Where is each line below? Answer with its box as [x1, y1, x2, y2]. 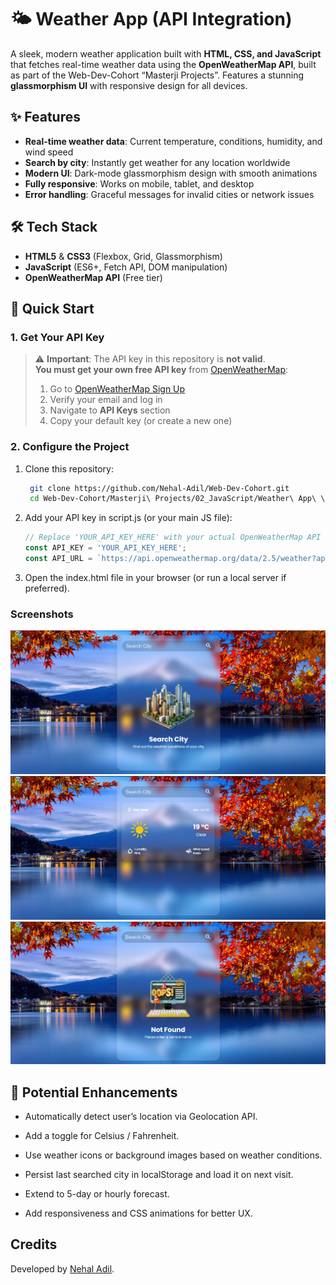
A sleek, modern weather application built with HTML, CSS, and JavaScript [10, 47, 322, 60]
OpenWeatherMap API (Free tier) [24, 271, 163, 283]
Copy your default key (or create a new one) [49, 415, 233, 427]
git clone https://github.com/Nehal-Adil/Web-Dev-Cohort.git [29, 483, 290, 493]
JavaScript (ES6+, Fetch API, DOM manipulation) [24, 261, 228, 273]
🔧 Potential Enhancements [10, 1084, 178, 1101]
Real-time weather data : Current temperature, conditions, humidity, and [24, 135, 323, 147]
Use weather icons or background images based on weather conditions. [24, 1149, 323, 1161]
